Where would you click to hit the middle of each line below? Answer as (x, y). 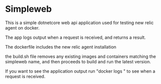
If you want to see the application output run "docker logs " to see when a (80, 71)
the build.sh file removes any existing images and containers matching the (81, 56)
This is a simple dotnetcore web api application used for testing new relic (80, 23)
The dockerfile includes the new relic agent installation (61, 47)
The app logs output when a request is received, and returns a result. (76, 37)
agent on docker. (22, 28)
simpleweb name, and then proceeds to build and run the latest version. (78, 61)
